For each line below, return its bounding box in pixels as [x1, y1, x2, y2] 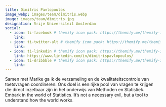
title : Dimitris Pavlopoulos [5, 7, 65, 12]
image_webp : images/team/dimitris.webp [5, 12, 87, 17]
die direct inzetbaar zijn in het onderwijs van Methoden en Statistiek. [5, 87, 145, 93]
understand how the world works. [5, 97, 74, 103]
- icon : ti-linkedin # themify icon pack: [9, 49, 98, 53]
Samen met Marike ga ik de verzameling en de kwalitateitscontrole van [5, 76, 149, 82]
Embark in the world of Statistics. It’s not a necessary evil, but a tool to [5, 92, 148, 98]
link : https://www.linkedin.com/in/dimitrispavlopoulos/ [14, 53, 134, 58]
